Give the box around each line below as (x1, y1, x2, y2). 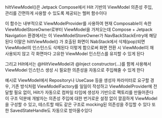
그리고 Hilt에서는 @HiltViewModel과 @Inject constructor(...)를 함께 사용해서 (5, 61, 151, 67)
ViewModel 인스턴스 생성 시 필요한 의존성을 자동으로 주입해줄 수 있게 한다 (5, 67, 145, 73)
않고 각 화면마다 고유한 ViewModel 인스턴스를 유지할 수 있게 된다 (21, 51, 145, 57)
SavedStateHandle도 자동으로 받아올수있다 (10, 108, 93, 113)
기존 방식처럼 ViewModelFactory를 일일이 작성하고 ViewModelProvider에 (11, 84, 152, 89)
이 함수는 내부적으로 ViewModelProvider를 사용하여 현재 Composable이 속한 (5, 21, 152, 26)
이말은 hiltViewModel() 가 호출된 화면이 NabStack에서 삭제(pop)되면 (14, 39, 145, 44)
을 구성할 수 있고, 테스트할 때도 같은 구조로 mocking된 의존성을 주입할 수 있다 (5, 102, 151, 107)
